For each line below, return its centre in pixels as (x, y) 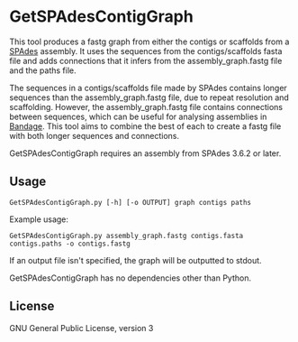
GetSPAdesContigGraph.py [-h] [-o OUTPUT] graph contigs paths (131, 202)
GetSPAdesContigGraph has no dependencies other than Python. (131, 278)
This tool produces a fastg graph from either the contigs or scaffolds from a (149, 42)
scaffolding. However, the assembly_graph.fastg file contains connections (146, 106)
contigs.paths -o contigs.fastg (70, 244)
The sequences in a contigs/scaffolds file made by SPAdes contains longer (149, 88)
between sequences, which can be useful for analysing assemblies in (138, 116)
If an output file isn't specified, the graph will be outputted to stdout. (136, 260)
